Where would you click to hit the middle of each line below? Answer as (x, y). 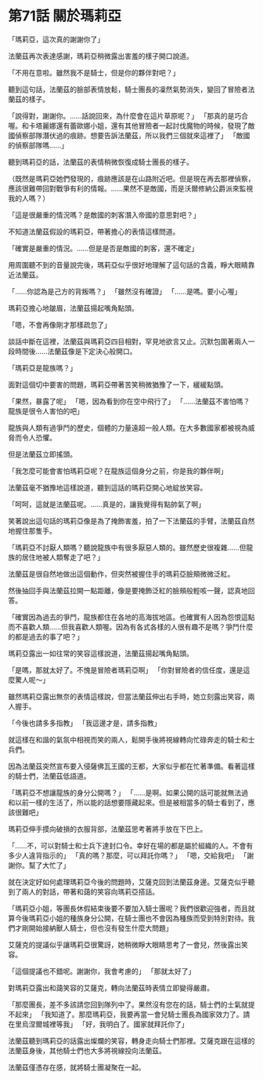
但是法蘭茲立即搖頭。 (42, 454)
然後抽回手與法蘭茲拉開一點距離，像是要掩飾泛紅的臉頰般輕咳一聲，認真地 (128, 590)
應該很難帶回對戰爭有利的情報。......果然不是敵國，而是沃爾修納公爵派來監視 (131, 188)
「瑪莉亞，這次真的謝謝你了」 (56, 39)
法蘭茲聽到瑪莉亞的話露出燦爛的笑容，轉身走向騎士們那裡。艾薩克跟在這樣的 (131, 1041)
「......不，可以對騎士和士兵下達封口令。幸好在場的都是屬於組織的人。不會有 (131, 845)
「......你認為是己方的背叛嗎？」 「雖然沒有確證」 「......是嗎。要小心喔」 (125, 291)
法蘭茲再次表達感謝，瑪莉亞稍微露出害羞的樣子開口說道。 (101, 56)
